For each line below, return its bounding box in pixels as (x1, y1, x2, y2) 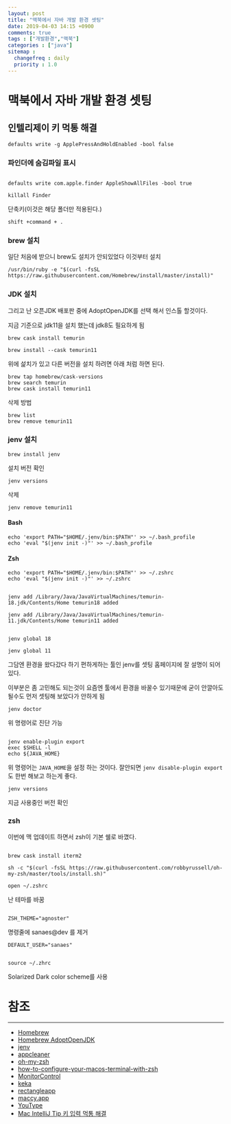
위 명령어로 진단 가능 (8, 718, 63, 727)
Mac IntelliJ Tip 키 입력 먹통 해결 (17, 1110, 107, 1118)
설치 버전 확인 (8, 464, 45, 472)
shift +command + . (8, 218, 64, 225)
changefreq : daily (14, 55, 70, 62)
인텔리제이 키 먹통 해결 (8, 122, 98, 134)
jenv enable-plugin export (8, 738, 85, 745)
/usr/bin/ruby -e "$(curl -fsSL (8, 266, 100, 273)
